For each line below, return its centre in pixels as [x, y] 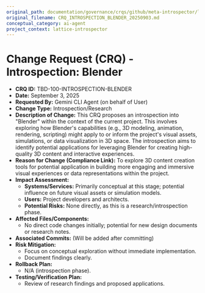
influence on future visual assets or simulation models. [93, 193]
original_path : [26, 12]
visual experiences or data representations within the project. [92, 173]
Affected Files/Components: [52, 219]
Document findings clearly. [58, 258]
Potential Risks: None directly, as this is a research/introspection [106, 206]
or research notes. [47, 232]
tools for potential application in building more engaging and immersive [104, 167]
